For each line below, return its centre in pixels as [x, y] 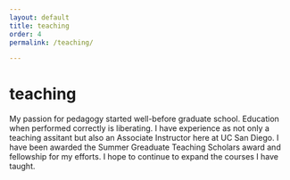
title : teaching [39, 26]
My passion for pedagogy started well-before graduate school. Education [144, 119]
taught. [22, 167]
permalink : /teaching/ [51, 42]
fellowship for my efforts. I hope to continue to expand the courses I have [144, 157]
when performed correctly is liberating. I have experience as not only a [140, 128]
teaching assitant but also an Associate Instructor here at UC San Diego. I [144, 138]
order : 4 [25, 34]
